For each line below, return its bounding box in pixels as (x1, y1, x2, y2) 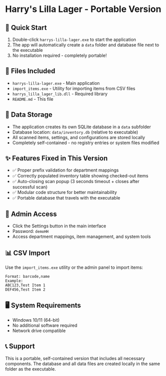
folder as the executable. (5, 366, 56, 372)
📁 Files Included (5, 67, 56, 75)
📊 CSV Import (5, 248, 50, 257)
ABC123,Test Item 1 (5, 283, 46, 288)
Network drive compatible (12, 328, 66, 334)
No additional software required (12, 322, 78, 328)
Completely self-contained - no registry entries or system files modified (12, 140, 160, 146)
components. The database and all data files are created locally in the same (5, 361, 161, 367)
